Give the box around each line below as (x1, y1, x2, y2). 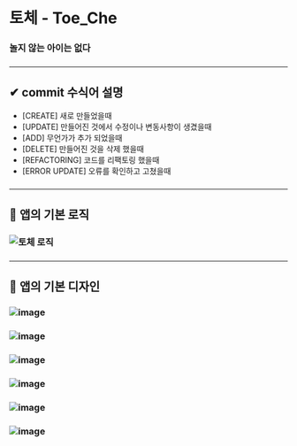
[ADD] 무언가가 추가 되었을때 (21, 132, 123, 142)
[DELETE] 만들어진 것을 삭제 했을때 (21, 143, 144, 154)
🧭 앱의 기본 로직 (9, 207, 90, 222)
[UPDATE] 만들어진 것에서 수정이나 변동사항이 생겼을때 (21, 121, 212, 132)
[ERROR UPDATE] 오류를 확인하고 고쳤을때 (21, 165, 171, 176)
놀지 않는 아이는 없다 (9, 42, 91, 54)
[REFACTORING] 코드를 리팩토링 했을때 (21, 154, 160, 165)
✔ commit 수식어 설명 (9, 85, 124, 100)
